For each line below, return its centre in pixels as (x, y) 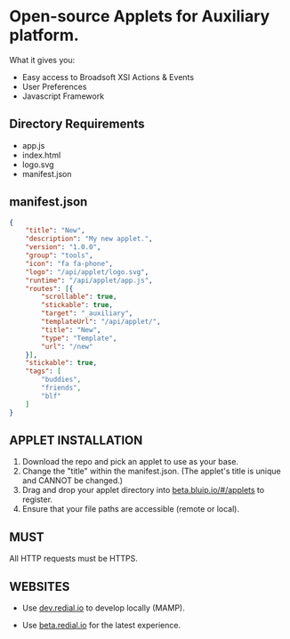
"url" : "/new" (67, 346)
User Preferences (54, 86)
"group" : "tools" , (59, 255)
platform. (44, 35)
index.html (41, 155)
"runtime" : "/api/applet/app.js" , (89, 280)
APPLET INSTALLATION (76, 440)
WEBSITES (40, 586)
